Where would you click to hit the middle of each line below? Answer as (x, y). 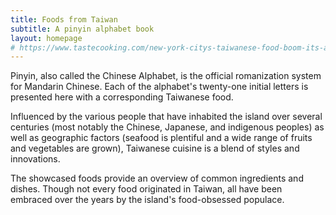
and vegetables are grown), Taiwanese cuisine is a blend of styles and (155, 148)
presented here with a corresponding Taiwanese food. (122, 97)
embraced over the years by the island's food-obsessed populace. (147, 200)
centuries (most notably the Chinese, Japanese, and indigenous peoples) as (167, 127)
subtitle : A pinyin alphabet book (82, 29)
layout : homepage (46, 38)
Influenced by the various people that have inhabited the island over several (166, 117)
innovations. (35, 159)
